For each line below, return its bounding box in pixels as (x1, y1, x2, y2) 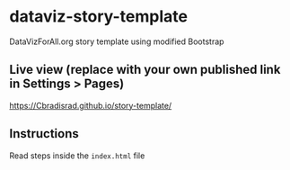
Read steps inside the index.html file (9, 150, 145, 161)
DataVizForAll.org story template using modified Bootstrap (9, 36, 224, 47)
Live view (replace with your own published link (9, 62, 281, 77)
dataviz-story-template (9, 6, 189, 27)
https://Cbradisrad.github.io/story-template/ (9, 100, 172, 111)
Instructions (9, 126, 79, 141)
